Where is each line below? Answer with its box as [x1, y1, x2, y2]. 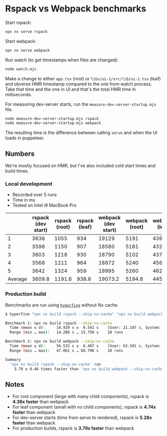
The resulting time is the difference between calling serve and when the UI [5, 130, 158, 136]
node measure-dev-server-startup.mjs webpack [5, 121, 101, 126]
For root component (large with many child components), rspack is [12, 394, 149, 400]
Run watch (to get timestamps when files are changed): [5, 57, 119, 63]
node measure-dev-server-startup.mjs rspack [5, 116, 99, 121]
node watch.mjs [5, 66, 37, 71]
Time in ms [12, 197, 35, 203]
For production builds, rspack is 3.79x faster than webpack [12, 425, 134, 432]
